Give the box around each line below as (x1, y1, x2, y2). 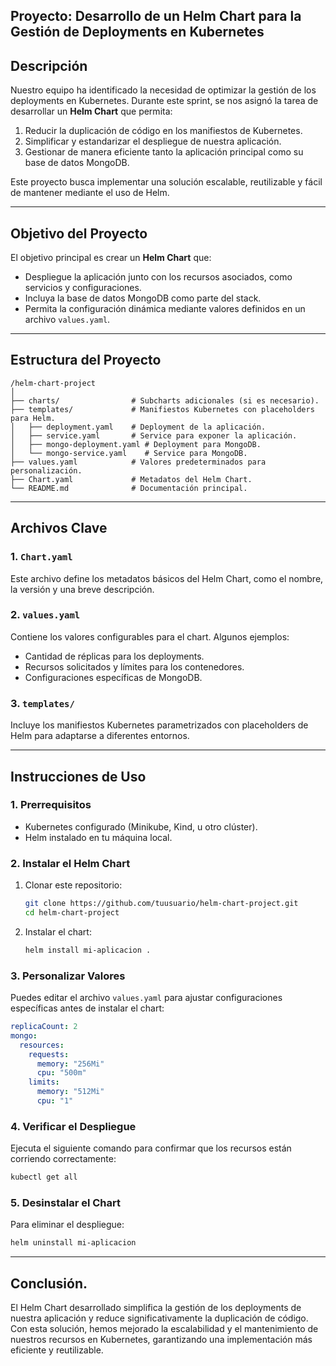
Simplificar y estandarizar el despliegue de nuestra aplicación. (24, 135, 282, 148)
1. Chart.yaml (10, 550, 73, 564)
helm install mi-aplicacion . (24, 945, 152, 955)
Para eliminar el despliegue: (10, 1219, 125, 1231)
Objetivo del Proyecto (10, 225, 148, 242)
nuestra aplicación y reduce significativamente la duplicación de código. (10, 1312, 309, 1324)
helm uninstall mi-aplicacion (10, 1238, 137, 1248)
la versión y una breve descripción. (10, 583, 155, 595)
